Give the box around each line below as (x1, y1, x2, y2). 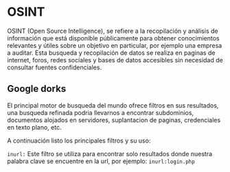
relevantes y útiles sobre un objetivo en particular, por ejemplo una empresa (7, 41, 222, 49)
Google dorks (7, 83, 67, 95)
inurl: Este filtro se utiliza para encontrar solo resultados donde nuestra (7, 149, 213, 158)
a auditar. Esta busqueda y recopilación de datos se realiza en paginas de (7, 49, 216, 57)
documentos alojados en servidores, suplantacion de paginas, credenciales (7, 116, 221, 124)
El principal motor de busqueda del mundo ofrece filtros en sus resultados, (7, 101, 219, 110)
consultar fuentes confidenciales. (7, 63, 102, 71)
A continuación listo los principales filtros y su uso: (7, 136, 151, 145)
